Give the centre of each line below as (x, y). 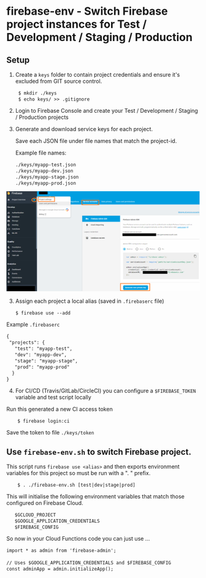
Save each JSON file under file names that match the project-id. (96, 141)
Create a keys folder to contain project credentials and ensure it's (97, 74)
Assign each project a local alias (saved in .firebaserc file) (90, 301)
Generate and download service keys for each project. (84, 129)
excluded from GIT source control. (59, 81)
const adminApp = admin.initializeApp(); (60, 569)
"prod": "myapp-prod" (42, 367)
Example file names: (41, 153)
